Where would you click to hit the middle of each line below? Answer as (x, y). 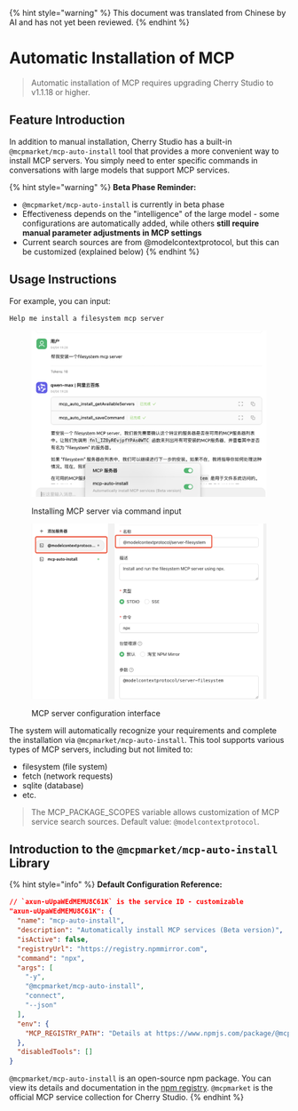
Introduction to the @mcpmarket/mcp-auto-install (144, 849)
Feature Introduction (67, 120)
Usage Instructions (63, 280)
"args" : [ (35, 968)
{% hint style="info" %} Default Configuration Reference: (116, 884)
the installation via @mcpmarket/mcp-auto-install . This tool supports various (147, 739)
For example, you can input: (60, 300)
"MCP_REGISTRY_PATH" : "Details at (89, 1033)
